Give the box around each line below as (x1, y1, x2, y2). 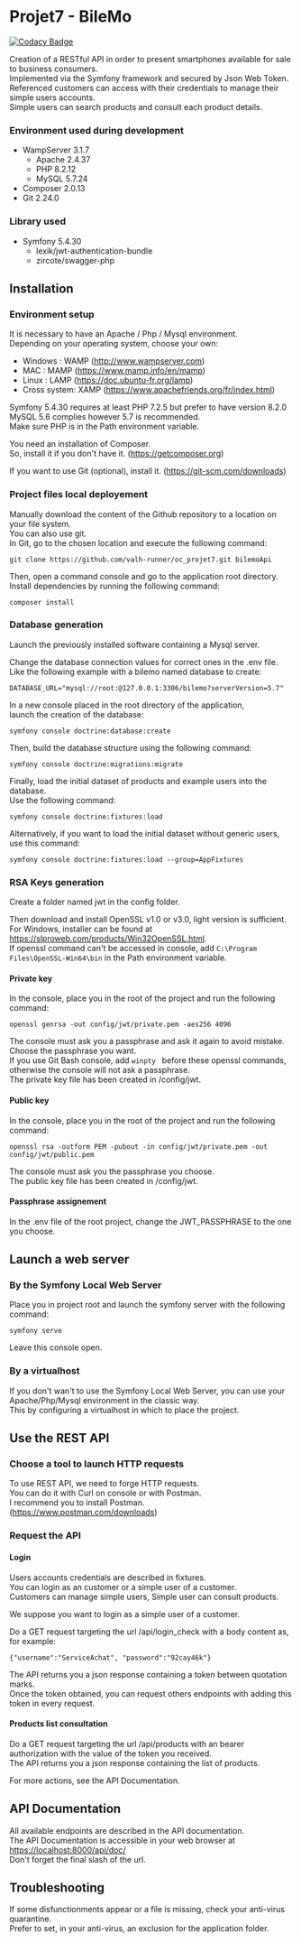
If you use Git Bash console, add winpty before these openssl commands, (9, 1055, 287, 1066)
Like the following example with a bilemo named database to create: (9, 666, 262, 677)
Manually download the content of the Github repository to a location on (9, 508, 277, 520)
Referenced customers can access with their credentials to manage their (9, 82, 279, 93)
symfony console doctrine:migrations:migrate (9, 760, 183, 769)
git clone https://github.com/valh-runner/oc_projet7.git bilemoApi (9, 555, 272, 564)
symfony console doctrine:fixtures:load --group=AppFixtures (9, 855, 244, 864)
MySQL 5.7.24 (35, 173, 88, 184)
